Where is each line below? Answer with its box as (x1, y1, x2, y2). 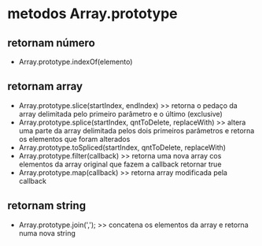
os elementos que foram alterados (18, 134, 131, 143)
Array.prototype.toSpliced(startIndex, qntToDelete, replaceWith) (18, 143, 226, 152)
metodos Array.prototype (7, 5, 178, 23)
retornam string (7, 199, 87, 213)
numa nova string (18, 228, 76, 237)
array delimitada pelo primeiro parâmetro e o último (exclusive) (18, 109, 223, 118)
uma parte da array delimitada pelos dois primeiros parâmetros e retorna (18, 125, 255, 135)
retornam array (7, 80, 83, 93)
